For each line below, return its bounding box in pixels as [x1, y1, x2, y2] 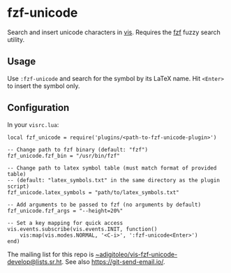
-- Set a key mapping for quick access [7, 219, 124, 226]
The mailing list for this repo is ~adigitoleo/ [7, 250, 131, 258]
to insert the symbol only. [7, 82, 80, 90]
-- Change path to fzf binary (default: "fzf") [7, 146, 149, 153]
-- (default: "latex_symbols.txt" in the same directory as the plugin [7, 177, 220, 184]
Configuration [7, 102, 70, 114]
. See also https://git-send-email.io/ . [61, 257, 165, 266]
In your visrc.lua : [7, 120, 59, 128]
